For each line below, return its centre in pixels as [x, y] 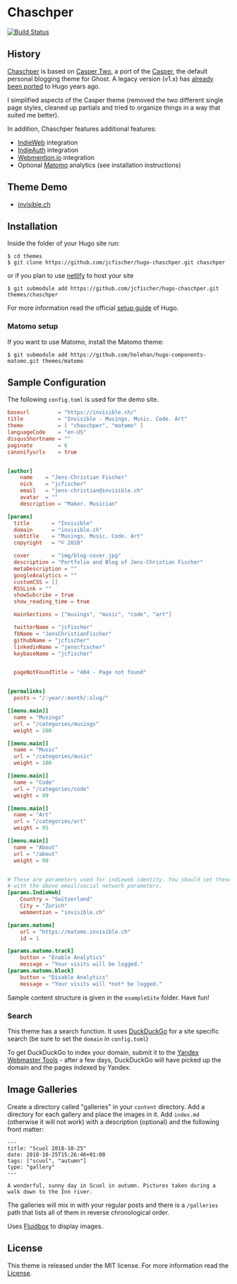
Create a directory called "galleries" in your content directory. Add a [106, 1106]
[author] [20, 471]
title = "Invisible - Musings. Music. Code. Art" [98, 419]
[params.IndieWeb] [34, 893]
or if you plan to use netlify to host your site [71, 276]
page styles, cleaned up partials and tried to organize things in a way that [114, 108]
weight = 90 [31, 860]
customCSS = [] [36, 582]
